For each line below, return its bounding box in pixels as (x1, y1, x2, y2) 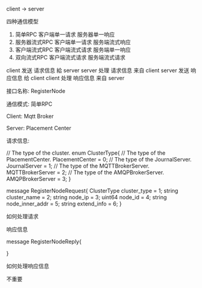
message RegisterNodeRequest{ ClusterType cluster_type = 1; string (6, 187, 179, 194)
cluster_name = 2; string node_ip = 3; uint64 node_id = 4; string (6, 194, 167, 201)
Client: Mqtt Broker (6, 113, 54, 120)
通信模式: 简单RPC (6, 100, 53, 108)
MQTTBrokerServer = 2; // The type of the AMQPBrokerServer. (6, 169, 165, 176)
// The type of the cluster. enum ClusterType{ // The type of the (6, 149, 166, 157)
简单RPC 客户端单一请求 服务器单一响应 (15, 31, 115, 38)
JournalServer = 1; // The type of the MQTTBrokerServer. (6, 162, 150, 169)
